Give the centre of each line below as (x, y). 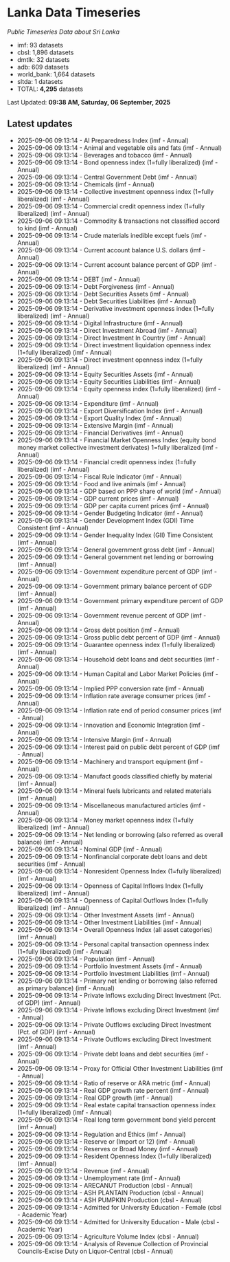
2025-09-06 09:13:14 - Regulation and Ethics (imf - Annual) (102, 1134)
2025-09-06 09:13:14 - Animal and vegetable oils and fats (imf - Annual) (119, 148)
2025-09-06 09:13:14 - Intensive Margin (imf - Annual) (94, 739)
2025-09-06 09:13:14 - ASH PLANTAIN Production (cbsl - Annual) (110, 1193)
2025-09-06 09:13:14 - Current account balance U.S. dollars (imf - (111, 250)
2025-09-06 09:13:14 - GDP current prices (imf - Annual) (98, 498)
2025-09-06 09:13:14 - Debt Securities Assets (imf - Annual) (103, 294)
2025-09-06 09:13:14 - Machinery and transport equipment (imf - (110, 761)
